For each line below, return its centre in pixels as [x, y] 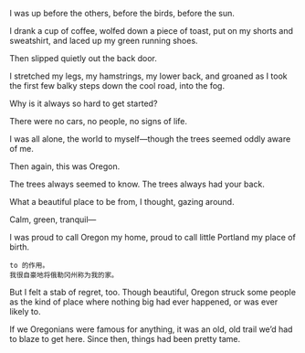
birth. [20, 247]
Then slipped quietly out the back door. [84, 58]
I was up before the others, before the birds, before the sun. [122, 13]
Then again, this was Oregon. [65, 166]
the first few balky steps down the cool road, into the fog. [117, 86]
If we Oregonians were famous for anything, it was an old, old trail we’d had [151, 329]
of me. [21, 149]
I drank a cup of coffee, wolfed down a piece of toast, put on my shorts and [152, 31]
